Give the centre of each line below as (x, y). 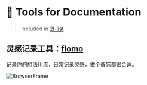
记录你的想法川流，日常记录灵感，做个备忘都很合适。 (72, 64)
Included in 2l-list (42, 29)
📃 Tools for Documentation (74, 12)
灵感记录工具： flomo (45, 49)
